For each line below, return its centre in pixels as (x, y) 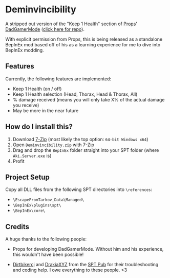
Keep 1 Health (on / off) (37, 89)
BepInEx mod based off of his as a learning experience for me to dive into (83, 44)
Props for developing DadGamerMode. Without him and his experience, (88, 249)
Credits (17, 227)
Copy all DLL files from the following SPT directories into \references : (79, 189)
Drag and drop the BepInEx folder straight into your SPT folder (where (86, 150)
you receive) (26, 105)
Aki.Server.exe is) (32, 155)
